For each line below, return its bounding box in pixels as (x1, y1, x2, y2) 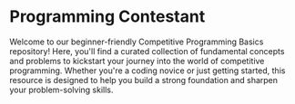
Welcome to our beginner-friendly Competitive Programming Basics (9, 36, 264, 47)
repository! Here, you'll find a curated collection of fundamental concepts (9, 45, 285, 56)
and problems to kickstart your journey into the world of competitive (9, 55, 265, 66)
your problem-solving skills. (9, 84, 114, 95)
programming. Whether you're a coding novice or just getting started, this (9, 65, 286, 76)
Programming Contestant (9, 6, 206, 27)
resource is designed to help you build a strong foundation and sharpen (9, 74, 279, 85)
